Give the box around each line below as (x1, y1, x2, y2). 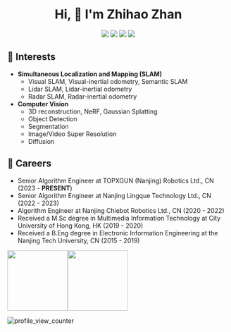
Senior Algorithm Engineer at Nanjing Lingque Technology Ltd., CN (17, 191, 211, 199)
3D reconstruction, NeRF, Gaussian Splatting (27, 107, 158, 116)
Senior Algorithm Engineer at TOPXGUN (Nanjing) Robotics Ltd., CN (17, 176, 214, 185)
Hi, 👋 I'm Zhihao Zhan (54, 6, 182, 23)
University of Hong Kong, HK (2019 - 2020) (17, 221, 144, 230)
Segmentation (27, 122, 69, 130)
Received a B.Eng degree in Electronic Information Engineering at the (17, 228, 218, 237)
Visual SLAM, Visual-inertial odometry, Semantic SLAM (27, 77, 188, 85)
